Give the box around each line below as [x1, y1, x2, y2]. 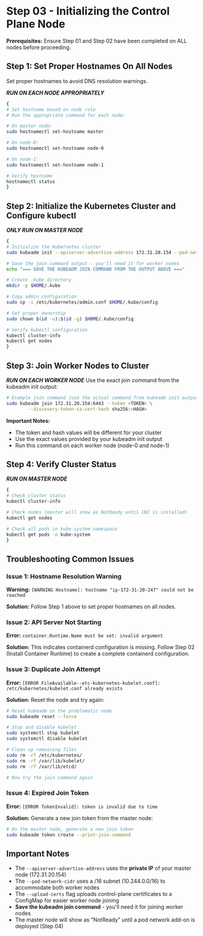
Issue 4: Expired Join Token [6, 789, 89, 797]
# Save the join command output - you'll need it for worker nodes [6, 260, 180, 266]
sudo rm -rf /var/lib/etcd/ [6, 763, 77, 770]
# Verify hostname [6, 173, 53, 179]
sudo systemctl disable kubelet [6, 736, 88, 742]
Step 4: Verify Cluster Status [6, 459, 117, 470]
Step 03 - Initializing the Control [6, 4, 170, 18]
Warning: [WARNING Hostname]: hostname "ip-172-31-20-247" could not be [6, 586, 194, 593]
